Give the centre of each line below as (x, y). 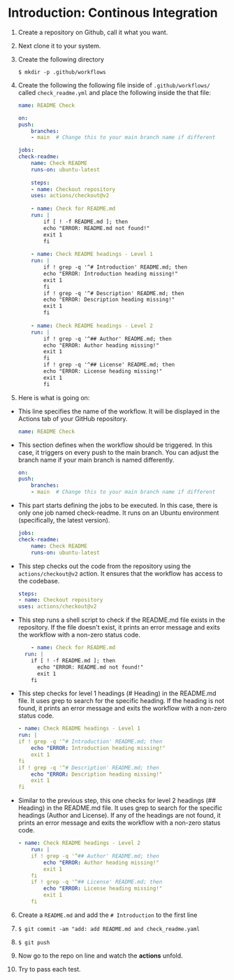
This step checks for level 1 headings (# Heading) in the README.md (117, 693)
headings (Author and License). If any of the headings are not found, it (119, 816)
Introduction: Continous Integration (113, 13)
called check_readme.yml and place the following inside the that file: (115, 92)
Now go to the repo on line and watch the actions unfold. (101, 956)
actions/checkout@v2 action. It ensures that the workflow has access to (120, 573)
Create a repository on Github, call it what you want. (93, 32)
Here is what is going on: (54, 397)
